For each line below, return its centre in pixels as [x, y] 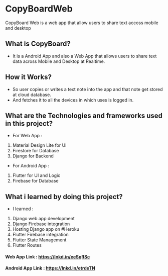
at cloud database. [32, 95]
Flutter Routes [27, 245]
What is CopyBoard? [38, 44]
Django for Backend [33, 156]
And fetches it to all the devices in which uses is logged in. [73, 100]
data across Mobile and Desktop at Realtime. [59, 61]
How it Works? [28, 77]
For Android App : [31, 166]
